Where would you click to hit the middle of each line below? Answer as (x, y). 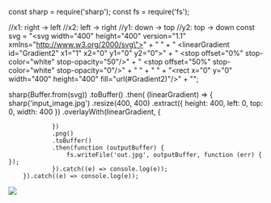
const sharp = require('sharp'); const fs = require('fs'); (99, 12)
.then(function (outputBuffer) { (108, 148)
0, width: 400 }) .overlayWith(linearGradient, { (85, 112)
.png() (63, 133)
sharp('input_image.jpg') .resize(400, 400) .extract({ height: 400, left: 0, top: (136, 103)
